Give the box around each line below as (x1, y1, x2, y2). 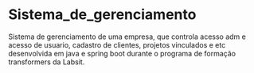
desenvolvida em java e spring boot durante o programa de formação (8, 48, 236, 58)
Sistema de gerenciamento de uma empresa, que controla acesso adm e (8, 32, 247, 41)
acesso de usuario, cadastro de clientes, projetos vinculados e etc (8, 40, 226, 49)
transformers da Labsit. (8, 57, 85, 67)
